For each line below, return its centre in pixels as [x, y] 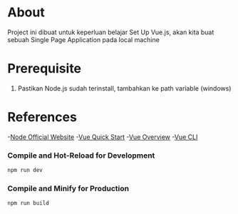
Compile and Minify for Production [68, 188]
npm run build [29, 203]
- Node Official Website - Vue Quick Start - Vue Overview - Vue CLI [103, 137]
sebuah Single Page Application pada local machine [84, 39]
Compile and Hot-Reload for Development [81, 156]
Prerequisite [45, 69]
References [42, 117]
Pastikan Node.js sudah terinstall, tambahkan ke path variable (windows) [124, 88]
